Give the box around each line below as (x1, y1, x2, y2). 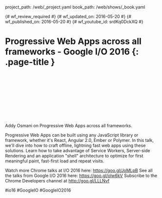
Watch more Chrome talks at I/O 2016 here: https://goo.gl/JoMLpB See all (5, 167, 153, 173)
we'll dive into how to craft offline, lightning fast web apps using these (5, 142, 146, 148)
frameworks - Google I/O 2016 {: (5, 46, 139, 58)
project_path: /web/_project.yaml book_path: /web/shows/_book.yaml (5, 4, 145, 10)
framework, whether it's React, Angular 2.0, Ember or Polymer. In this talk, (5, 137, 154, 143)
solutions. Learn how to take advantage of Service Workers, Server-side (5, 147, 150, 153)
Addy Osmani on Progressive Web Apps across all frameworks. (5, 122, 133, 128)
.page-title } (5, 57, 55, 68)
